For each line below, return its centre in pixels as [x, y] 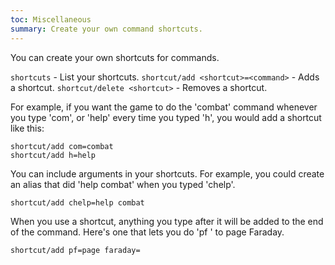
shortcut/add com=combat [62, 146]
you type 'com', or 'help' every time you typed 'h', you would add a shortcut [166, 117]
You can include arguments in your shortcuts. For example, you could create [167, 173]
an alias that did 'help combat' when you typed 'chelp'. [123, 184]
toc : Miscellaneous [51, 19]
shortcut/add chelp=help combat [77, 202]
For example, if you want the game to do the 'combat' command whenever [164, 107]
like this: [27, 128]
